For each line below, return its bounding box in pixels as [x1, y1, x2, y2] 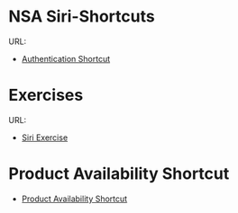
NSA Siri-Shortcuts [8, 6, 155, 27]
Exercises [8, 85, 84, 105]
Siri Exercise [21, 132, 69, 143]
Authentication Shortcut [21, 53, 111, 64]
